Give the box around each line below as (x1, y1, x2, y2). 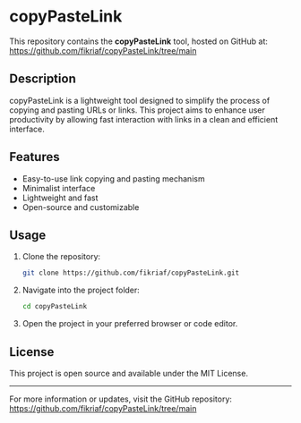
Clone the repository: (21, 251, 101, 262)
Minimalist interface (21, 182, 96, 193)
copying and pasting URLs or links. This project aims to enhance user (9, 105, 266, 115)
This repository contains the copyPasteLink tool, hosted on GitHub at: (9, 36, 269, 47)
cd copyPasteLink (21, 302, 88, 311)
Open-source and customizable (21, 201, 140, 212)
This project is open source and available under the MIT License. (9, 368, 249, 378)
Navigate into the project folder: (21, 284, 141, 296)
